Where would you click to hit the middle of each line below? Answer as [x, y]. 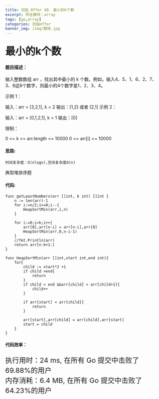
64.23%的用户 [29, 391]
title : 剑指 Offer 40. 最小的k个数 [40, 10]
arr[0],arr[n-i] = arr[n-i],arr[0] [60, 227]
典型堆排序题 [18, 173]
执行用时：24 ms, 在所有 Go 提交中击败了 [72, 360]
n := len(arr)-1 [31, 201]
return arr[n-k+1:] [35, 245]
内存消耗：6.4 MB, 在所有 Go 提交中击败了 [74, 381]
